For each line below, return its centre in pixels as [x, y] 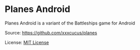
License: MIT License [27, 42]
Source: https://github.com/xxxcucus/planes [51, 32]
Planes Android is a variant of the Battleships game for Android [70, 23]
